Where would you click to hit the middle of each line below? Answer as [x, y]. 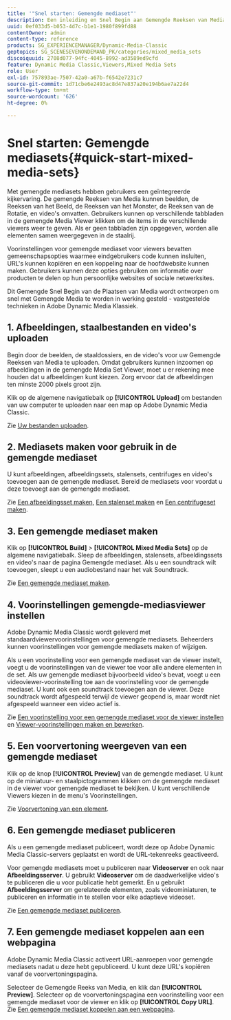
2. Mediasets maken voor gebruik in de [92, 447]
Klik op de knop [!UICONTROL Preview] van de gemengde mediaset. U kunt [115, 773]
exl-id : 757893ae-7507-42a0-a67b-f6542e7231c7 [75, 77]
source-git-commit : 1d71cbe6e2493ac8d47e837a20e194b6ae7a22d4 [98, 84]
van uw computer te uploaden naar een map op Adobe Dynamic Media [107, 405]
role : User [23, 71]
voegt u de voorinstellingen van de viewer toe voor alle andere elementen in [114, 668]
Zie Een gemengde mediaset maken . [59, 583]
